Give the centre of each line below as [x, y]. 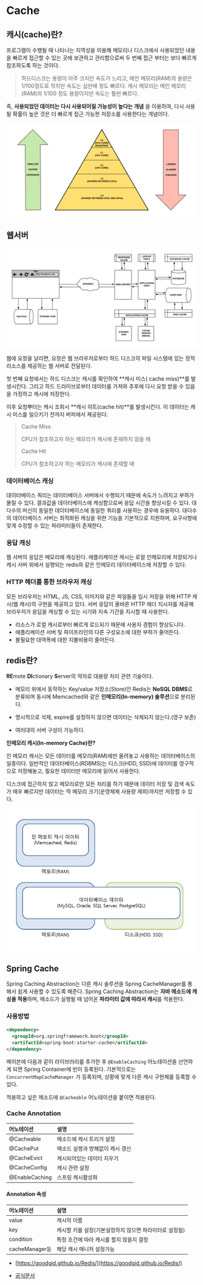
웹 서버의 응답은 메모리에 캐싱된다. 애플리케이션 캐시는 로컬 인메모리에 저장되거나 [102, 557]
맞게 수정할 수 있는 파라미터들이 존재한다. [55, 525]
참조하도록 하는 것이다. [33, 65]
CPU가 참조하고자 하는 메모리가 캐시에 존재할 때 [78, 463]
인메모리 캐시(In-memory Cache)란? [51, 743]
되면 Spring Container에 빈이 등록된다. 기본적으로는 [74, 1069]
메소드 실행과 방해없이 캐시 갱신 [94, 1148]
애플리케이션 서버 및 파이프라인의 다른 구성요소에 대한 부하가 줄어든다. [98, 632]
